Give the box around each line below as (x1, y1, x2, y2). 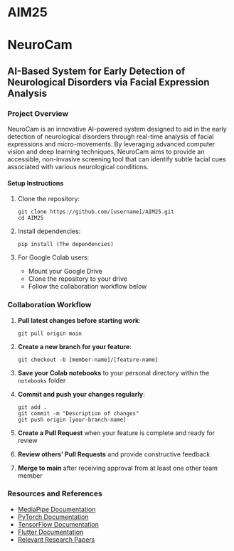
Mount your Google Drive (28, 267, 103, 276)
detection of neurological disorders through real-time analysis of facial (7, 132, 214, 141)
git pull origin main (17, 330, 82, 337)
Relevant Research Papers (17, 535, 95, 544)
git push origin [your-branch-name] (17, 416, 127, 423)
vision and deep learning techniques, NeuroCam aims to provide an (7, 147, 205, 156)
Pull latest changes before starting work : (17, 316, 141, 324)
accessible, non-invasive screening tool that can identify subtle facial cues (7, 155, 226, 164)
